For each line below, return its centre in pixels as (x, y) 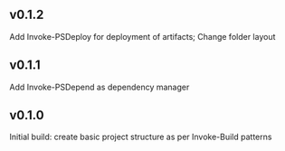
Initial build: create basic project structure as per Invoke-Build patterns (141, 137)
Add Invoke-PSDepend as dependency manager (100, 87)
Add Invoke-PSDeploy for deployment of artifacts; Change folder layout (142, 36)
